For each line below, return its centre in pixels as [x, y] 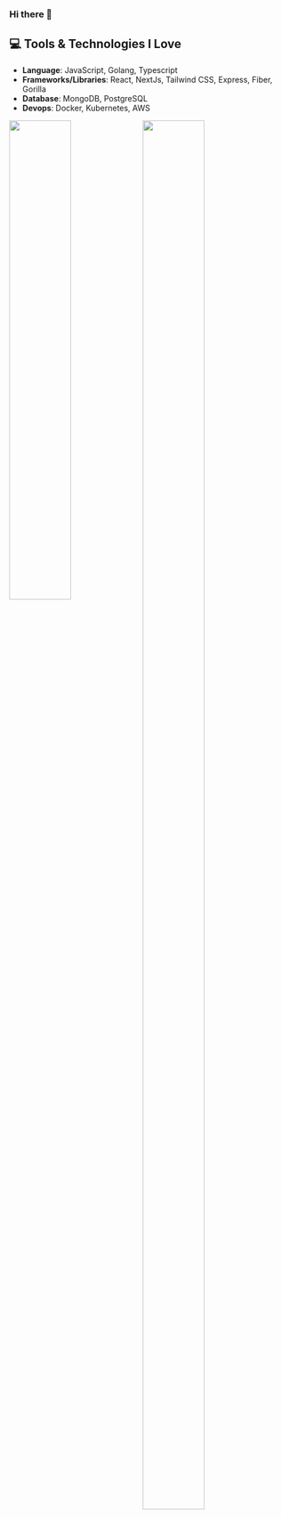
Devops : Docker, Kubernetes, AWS [86, 108]
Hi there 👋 [31, 14]
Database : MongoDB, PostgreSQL [85, 98]
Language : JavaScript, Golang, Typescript [100, 69]
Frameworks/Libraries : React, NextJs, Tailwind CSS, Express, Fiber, [147, 79]
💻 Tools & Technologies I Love [96, 44]
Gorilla [34, 89]
